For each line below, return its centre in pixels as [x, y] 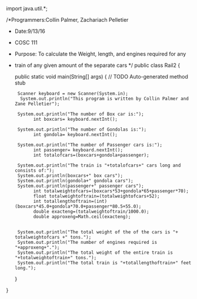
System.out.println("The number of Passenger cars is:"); [90, 145]
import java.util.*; [27, 9]
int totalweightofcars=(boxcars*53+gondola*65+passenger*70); [111, 191]
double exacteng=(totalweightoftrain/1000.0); [91, 212]
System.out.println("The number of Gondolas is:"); [82, 130]
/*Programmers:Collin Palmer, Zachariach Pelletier [67, 20]
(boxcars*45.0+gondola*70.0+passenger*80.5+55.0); [78, 206]
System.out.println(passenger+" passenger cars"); [81, 186]
